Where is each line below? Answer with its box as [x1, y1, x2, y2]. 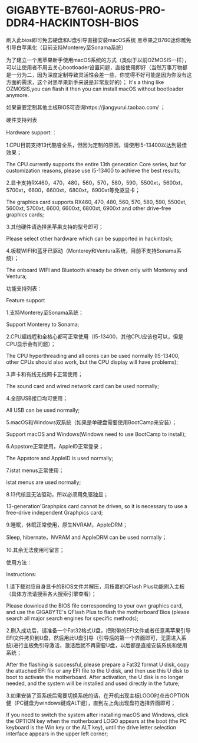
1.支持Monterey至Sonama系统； [6, 309, 84, 316]
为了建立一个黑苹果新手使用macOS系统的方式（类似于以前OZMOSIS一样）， [6, 56, 190, 63]
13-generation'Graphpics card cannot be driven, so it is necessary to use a [6, 502, 187, 509]
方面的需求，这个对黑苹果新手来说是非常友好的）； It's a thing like [6, 78, 164, 86]
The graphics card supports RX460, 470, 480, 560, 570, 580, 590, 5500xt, [6, 198, 187, 205]
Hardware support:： [6, 128, 57, 136]
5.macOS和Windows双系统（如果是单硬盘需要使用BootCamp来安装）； [6, 418, 177, 426]
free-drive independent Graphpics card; [6, 509, 103, 516]
